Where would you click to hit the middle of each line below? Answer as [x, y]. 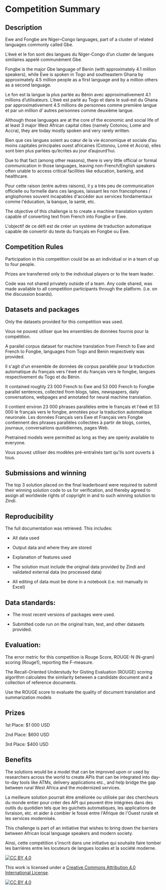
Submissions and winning [46, 473]
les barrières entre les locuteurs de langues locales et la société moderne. [81, 848]
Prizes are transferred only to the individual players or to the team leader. [80, 274]
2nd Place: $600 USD [27, 734]
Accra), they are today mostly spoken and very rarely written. [68, 131]
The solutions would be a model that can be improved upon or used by [77, 772]
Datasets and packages [42, 309]
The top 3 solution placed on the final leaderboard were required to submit [81, 485]
